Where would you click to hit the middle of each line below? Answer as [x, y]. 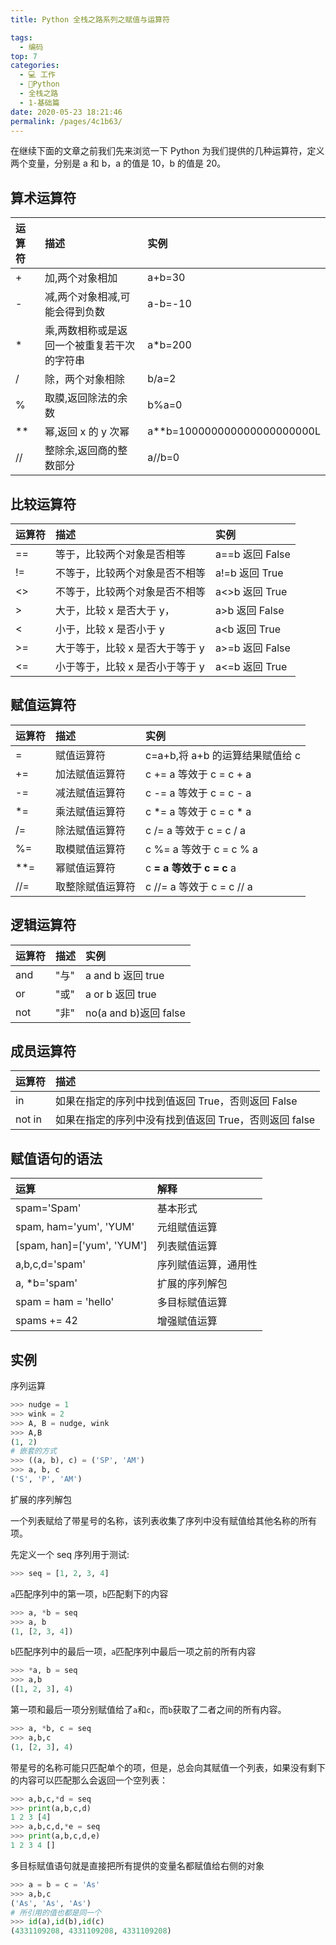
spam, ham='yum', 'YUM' [75, 1227]
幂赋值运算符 [86, 868]
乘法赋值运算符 [91, 811]
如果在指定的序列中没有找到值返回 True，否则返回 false [185, 1120]
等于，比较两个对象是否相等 [121, 554]
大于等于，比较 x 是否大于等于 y [130, 648]
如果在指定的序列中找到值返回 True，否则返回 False [176, 1101]
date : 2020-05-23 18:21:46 [66, 112]
